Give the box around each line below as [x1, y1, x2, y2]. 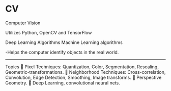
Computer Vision [5, 20, 41, 26]
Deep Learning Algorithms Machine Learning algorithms [5, 39, 123, 45]
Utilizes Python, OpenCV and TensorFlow [5, 29, 92, 35]
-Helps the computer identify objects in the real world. [5, 49, 119, 55]
